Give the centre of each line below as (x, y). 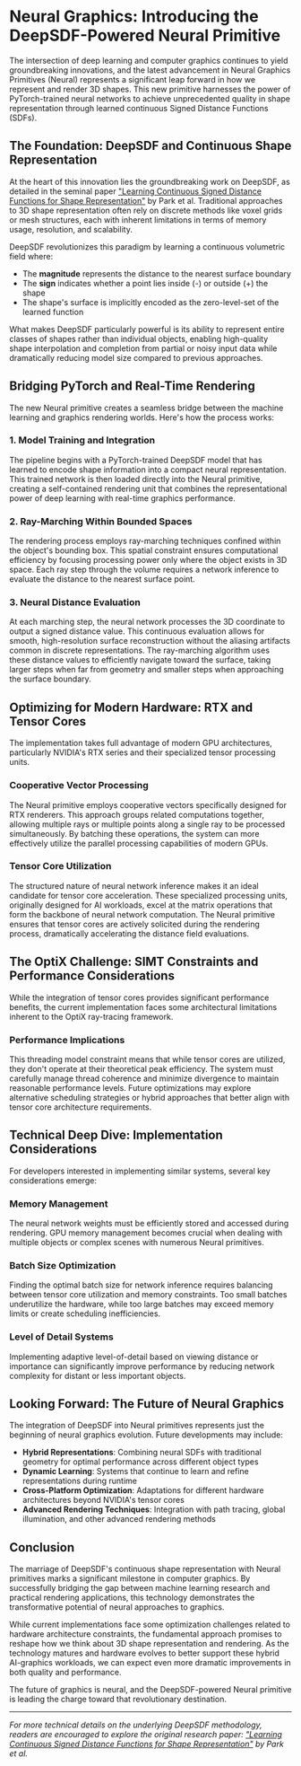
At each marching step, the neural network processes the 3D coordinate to (147, 622)
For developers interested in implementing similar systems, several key (140, 1171)
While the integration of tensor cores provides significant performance (139, 997)
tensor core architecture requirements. (81, 1107)
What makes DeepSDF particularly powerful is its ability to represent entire (147, 329)
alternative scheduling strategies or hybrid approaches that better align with (149, 1097)
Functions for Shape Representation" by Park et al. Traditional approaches (146, 200)
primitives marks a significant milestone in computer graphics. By (130, 1578)
